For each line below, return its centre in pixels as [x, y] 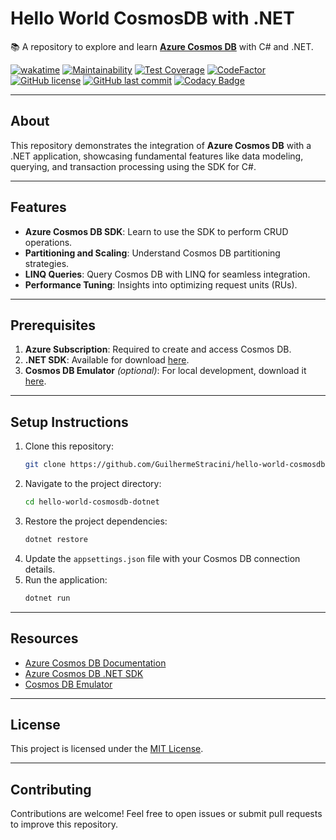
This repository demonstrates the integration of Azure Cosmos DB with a [161, 145]
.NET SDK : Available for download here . [107, 360]
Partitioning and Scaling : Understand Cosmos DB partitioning [152, 253]
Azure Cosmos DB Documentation [95, 663]
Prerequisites [53, 325]
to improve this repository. [64, 824]
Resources [44, 638]
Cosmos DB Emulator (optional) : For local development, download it [165, 371]
